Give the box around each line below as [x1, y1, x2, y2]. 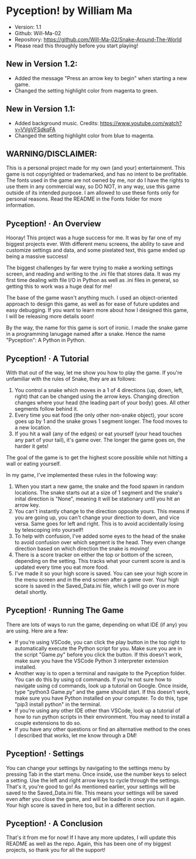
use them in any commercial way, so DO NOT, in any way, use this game [6, 183, 180, 190]
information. [6, 202, 36, 209]
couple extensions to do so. [14, 719, 82, 726]
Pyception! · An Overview [6, 218, 101, 229]
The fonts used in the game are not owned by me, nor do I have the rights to [6, 177, 190, 184]
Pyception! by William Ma [6, 4, 133, 18]
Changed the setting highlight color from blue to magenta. [14, 132, 155, 139]
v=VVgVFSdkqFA [14, 126, 56, 133]
